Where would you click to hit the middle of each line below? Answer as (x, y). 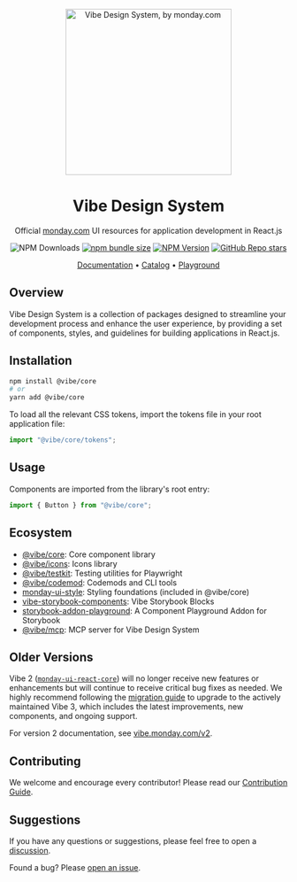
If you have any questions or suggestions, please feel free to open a (133, 841)
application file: (37, 424)
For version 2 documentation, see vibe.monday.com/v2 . (111, 733)
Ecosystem (41, 533)
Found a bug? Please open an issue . (75, 867)
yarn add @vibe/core (47, 398)
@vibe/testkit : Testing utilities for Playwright (102, 573)
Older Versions (51, 657)
